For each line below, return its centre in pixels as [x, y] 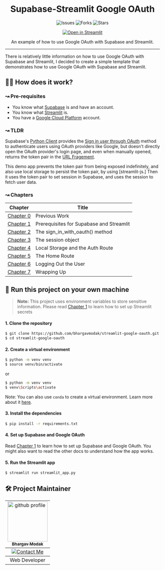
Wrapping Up [51, 272]
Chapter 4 [19, 248]
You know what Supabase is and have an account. [63, 107]
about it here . [19, 402]
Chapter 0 [19, 216]
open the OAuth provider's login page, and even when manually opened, [78, 151]
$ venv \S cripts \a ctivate [30, 387]
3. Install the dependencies [33, 413]
